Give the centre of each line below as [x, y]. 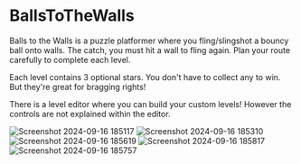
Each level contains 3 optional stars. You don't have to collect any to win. [145, 77]
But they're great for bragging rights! [78, 87]
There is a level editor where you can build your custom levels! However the [150, 104]
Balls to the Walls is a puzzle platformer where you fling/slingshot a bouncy [149, 41]
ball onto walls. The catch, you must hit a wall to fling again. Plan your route [150, 50]
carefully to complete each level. [70, 59]
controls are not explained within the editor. [90, 114]
